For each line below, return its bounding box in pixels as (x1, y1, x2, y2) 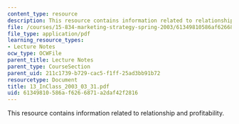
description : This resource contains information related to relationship (7, 17, 234, 24)
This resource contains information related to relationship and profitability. (7, 109, 225, 118)
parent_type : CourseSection (7, 63, 91, 70)
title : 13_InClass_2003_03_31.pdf (7, 83, 110, 90)
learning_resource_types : (7, 37, 84, 44)
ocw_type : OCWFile (7, 50, 62, 57)
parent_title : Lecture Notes (7, 57, 94, 64)
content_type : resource (7, 10, 78, 18)
